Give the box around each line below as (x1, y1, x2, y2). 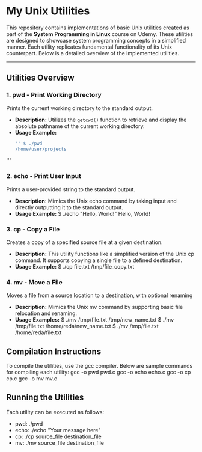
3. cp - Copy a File (6, 225, 60, 233)
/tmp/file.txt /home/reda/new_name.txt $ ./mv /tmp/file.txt (14, 323, 159, 330)
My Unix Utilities (6, 4, 90, 18)
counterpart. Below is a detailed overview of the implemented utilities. (6, 49, 179, 56)
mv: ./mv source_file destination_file (14, 439, 104, 446)
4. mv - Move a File (6, 278, 63, 286)
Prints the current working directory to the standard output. (6, 104, 153, 112)
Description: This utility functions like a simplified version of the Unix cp (14, 250, 194, 257)
